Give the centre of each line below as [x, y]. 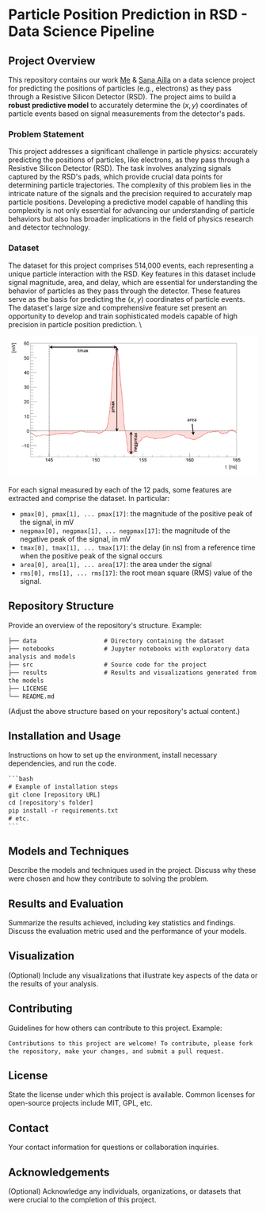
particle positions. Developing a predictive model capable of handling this [128, 202]
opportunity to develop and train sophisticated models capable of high [123, 316]
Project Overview [52, 61]
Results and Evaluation [66, 903]
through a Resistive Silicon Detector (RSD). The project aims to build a [122, 96]
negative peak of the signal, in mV [75, 538]
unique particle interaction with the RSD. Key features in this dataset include [132, 274]
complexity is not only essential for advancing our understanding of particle [131, 210]
